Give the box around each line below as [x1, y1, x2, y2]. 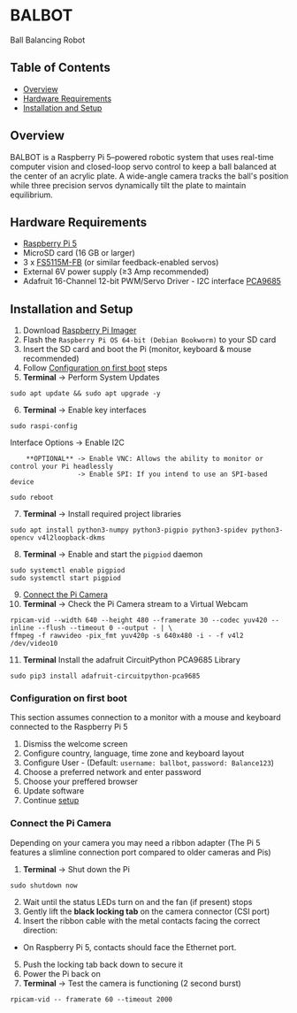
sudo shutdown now [10, 881, 78, 890]
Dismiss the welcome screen [22, 739, 128, 749]
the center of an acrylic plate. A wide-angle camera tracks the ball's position [10, 170, 289, 181]
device [10, 478, 34, 487]
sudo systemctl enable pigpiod [10, 566, 126, 575]
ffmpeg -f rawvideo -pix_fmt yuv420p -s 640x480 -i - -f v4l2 [10, 632, 244, 641]
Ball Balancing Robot [10, 35, 86, 45]
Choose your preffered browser [22, 776, 139, 787]
